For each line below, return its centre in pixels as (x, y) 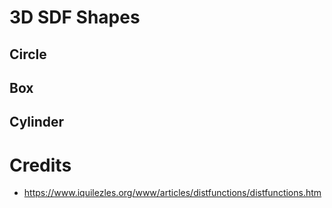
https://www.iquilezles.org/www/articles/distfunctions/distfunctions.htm (172, 193)
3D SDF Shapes (75, 17)
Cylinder (37, 122)
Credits (40, 165)
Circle (28, 54)
